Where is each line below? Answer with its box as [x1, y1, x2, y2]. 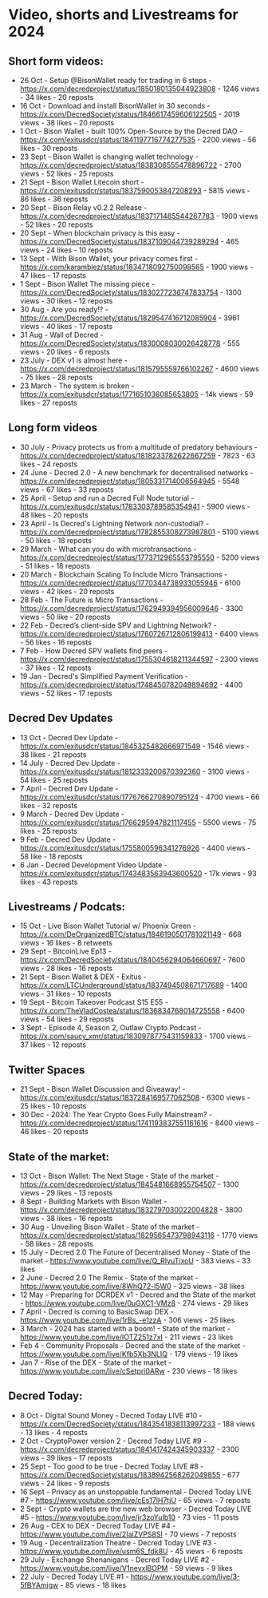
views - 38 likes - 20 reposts [19, 118, 115, 127]
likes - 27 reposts [19, 398, 77, 407]
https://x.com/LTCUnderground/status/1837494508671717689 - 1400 [19, 981, 247, 990]
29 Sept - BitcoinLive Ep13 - [19, 946, 112, 956]
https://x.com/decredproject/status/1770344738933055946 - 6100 [19, 577, 241, 588]
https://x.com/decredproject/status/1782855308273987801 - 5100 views [19, 527, 259, 537]
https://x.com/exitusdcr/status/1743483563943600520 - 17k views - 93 [19, 868, 257, 878]
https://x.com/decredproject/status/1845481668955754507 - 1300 [19, 1180, 239, 1189]
